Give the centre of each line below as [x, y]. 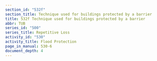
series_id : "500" [23, 28]
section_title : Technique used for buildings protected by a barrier [79, 14]
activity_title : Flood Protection [41, 42]
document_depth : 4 [24, 51]
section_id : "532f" [25, 10]
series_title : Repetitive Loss [38, 32]
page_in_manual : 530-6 [29, 46]
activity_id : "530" [25, 37]
